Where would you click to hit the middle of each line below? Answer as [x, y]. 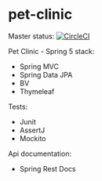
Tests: [18, 107]
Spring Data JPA [46, 74]
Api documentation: [40, 154]
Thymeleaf [37, 91]
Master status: [31, 36]
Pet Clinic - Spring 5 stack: [51, 51]
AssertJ [32, 130]
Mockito [33, 138]
